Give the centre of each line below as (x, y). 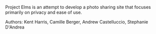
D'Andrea (15, 27)
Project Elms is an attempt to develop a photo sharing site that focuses (78, 7)
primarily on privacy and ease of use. (44, 12)
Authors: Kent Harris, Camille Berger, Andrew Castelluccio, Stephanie (77, 22)
